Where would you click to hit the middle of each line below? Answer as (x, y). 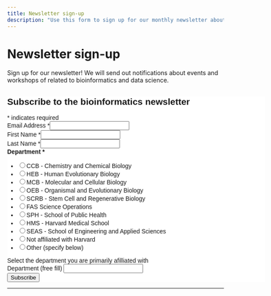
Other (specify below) (55, 248)
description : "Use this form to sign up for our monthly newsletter (107, 20)
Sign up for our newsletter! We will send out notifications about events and (113, 73)
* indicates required (33, 118)
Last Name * (24, 144)
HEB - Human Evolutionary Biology (73, 174)
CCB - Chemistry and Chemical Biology (79, 166)
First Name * (24, 135)
